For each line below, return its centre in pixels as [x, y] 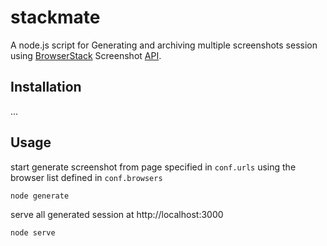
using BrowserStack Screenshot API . [86, 55]
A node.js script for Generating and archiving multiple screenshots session [164, 45]
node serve [33, 232]
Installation [46, 87]
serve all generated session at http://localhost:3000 [117, 214]
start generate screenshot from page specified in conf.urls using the [153, 167]
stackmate [55, 17]
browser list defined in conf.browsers [86, 177]
